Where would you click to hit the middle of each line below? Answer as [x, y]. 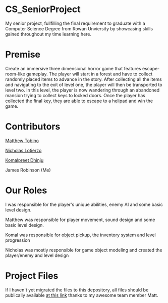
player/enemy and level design [37, 255]
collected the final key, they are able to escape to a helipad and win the [79, 101]
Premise [23, 55]
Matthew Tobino [22, 141]
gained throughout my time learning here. [48, 34]
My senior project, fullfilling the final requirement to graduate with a [75, 23]
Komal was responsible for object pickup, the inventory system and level [80, 235]
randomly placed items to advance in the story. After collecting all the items [84, 79]
